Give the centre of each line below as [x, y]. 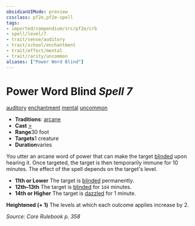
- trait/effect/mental [34, 51]
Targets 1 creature [37, 139]
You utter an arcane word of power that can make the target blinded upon [97, 157]
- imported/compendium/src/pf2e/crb [52, 28]
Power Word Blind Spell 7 [69, 91]
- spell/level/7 [26, 34]
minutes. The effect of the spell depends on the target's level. [82, 169]
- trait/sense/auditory [36, 39]
